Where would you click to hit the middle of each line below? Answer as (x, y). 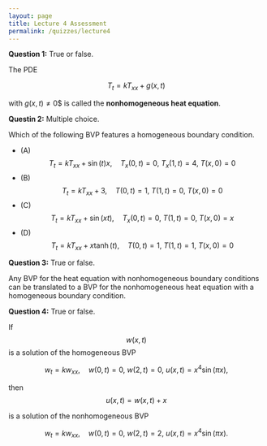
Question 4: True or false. (52, 312)
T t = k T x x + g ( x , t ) (136, 87)
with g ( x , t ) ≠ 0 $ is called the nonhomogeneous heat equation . (114, 103)
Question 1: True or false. (51, 54)
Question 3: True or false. (52, 263)
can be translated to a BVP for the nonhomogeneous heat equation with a (131, 287)
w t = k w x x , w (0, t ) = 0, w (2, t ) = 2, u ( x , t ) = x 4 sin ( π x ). (136, 433)
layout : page (30, 16)
